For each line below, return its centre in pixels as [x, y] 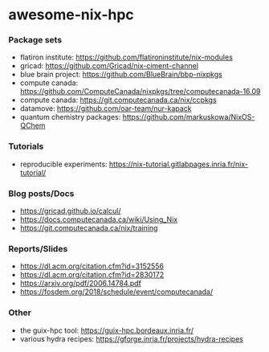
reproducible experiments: [63, 164]
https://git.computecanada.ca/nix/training [89, 228]
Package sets [35, 40]
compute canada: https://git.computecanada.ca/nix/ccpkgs [118, 100]
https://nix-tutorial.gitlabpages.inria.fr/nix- [179, 164]
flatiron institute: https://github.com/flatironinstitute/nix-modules [126, 57]
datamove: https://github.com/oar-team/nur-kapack [106, 108]
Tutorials [26, 146]
